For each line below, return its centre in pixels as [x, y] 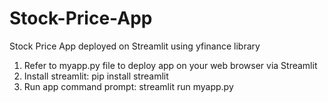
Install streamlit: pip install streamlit [96, 76]
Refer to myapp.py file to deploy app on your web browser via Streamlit [170, 65]
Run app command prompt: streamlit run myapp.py [128, 86]
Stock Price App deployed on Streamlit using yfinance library [135, 46]
